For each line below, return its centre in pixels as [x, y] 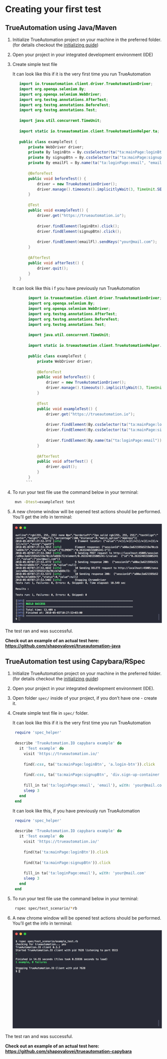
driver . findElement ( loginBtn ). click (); [78, 226]
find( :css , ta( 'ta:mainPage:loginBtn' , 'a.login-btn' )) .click [89, 764]
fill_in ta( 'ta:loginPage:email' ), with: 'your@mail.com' [85, 873]
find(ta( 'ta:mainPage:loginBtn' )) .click [66, 852]
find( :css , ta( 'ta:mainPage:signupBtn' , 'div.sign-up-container [92, 775]
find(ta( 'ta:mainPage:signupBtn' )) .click [67, 863]
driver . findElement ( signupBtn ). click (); [79, 231]
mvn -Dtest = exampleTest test [45, 502]
